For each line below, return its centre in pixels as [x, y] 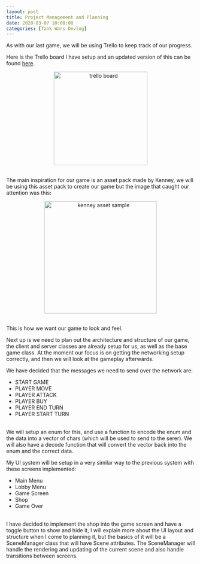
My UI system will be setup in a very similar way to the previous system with [100, 463]
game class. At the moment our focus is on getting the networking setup [95, 353]
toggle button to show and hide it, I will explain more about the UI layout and [100, 530]
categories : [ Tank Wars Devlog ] [46, 28]
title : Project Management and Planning [57, 17]
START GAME [32, 382]
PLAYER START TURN [42, 414]
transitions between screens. [42, 556]
